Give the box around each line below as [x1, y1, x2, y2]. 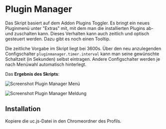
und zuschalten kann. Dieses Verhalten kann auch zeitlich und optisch [5, 30, 150, 36]
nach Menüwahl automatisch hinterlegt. [5, 61, 87, 67]
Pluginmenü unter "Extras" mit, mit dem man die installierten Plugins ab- [5, 25, 154, 31]
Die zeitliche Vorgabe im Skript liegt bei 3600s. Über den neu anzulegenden [5, 45, 162, 51]
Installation [5, 105, 41, 113]
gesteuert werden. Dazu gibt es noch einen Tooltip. [5, 36, 111, 42]
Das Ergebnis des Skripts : [5, 71, 60, 77]
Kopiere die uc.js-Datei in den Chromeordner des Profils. [5, 118, 122, 124]
